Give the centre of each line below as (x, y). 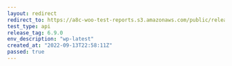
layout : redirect (32, 13)
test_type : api (29, 26)
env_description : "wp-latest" (51, 39)
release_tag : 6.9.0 (35, 33)
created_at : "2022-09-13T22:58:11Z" (60, 45)
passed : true (26, 52)
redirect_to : (26, 20)
